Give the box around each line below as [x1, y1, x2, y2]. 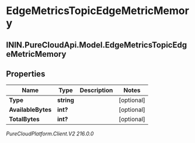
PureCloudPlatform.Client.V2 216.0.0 [6, 130, 94, 137]
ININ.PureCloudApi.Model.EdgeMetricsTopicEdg [6, 40, 187, 50]
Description [79, 86, 113, 94]
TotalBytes [9, 115, 40, 124]
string [57, 96, 74, 104]
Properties [6, 69, 46, 79]
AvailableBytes [9, 105, 52, 114]
